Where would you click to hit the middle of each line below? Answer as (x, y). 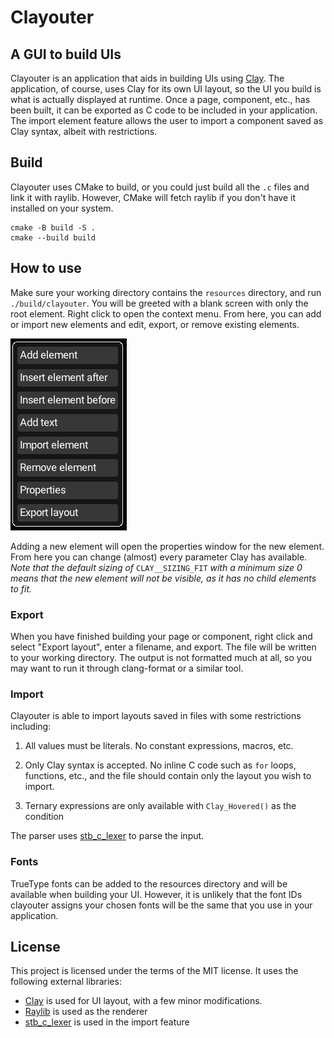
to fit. (21, 588)
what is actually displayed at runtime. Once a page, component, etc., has (160, 99)
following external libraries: (66, 982)
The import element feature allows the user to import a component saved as (167, 120)
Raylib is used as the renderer (86, 1012)
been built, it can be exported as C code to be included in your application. (164, 110)
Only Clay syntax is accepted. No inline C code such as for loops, (160, 765)
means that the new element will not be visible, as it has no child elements (163, 578)
